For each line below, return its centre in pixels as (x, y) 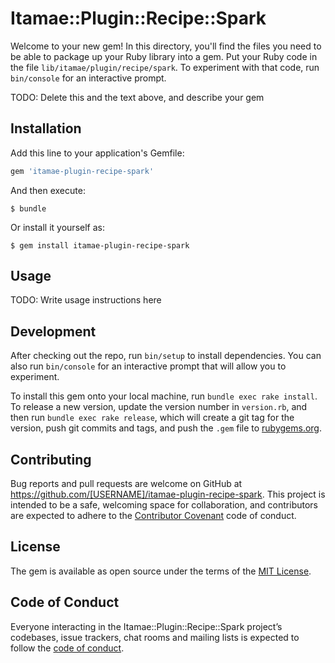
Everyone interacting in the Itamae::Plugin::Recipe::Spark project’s (146, 626)
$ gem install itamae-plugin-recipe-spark (100, 245)
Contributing (51, 459)
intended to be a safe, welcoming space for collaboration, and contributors (164, 505)
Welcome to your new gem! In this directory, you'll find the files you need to (166, 46)
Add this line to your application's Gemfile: (97, 153)
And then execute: (48, 190)
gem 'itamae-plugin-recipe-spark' (82, 171)
